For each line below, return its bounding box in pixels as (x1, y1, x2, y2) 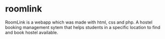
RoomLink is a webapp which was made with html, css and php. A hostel (5, 19, 153, 25)
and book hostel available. (5, 29, 58, 35)
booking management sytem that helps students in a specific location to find (5, 24, 161, 30)
